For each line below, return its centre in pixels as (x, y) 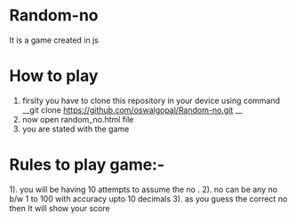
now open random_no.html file (78, 119)
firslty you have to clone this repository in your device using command (151, 100)
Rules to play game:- (87, 165)
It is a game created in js (54, 40)
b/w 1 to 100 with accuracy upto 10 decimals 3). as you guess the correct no (148, 198)
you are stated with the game (76, 129)
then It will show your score (60, 208)
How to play (54, 76)
